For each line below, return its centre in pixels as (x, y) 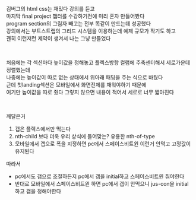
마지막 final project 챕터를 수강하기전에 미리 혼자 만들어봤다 (75, 16)
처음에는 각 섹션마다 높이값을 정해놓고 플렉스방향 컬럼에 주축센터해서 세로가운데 (98, 62)
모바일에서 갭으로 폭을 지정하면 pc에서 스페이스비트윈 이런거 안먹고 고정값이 (103, 144)
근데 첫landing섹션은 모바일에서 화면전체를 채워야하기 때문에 (76, 85)
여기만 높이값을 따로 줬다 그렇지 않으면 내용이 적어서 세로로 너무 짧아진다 (90, 92)
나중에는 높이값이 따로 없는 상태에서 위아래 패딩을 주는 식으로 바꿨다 (85, 77)
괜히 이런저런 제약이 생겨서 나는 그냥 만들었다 (59, 38)
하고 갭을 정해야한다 (38, 191)
